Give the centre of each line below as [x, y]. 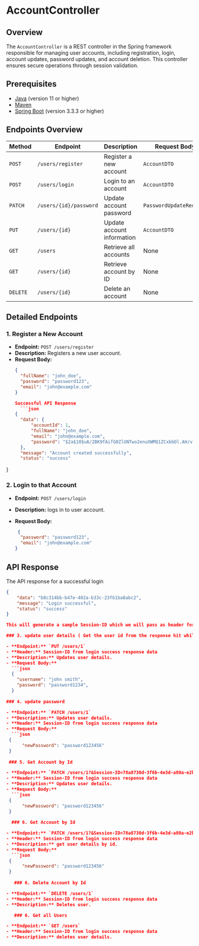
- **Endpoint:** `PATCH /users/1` [49, 712]
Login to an [119, 181]
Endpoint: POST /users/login [50, 498]
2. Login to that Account [41, 485]
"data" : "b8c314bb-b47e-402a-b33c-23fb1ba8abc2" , [79, 597]
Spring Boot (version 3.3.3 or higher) [60, 111]
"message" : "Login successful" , [57, 603]
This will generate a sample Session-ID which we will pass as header [95, 625]
